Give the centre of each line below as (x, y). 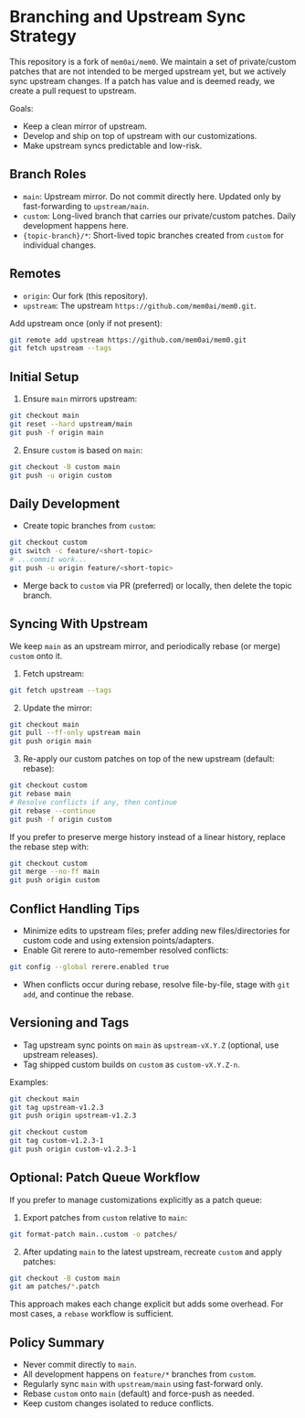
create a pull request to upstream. (73, 91)
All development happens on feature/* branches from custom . (139, 1374)
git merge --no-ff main (55, 872)
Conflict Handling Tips (74, 908)
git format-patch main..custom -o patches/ (94, 1234)
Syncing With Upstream (79, 624)
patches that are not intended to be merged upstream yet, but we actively (148, 71)
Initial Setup (44, 377)
